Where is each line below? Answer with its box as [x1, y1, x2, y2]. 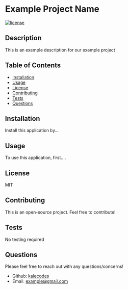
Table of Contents [5, 61, 61, 70]
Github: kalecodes [12, 273, 49, 279]
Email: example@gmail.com [12, 278, 68, 284]
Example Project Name [5, 3, 100, 15]
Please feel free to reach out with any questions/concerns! [5, 263, 124, 269]
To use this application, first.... [5, 155, 66, 160]
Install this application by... [5, 128, 59, 133]
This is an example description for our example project [5, 47, 115, 53]
